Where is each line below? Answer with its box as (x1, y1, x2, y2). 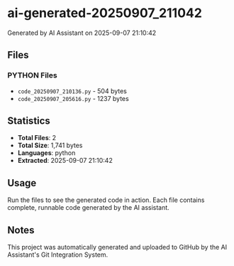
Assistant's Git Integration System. (7, 250, 108, 259)
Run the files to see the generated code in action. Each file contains (7, 196, 205, 204)
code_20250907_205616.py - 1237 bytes (17, 94, 129, 102)
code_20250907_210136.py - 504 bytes (17, 87, 128, 95)
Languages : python (17, 149, 76, 157)
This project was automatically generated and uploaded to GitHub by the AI (7, 243, 228, 252)
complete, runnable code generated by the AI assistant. (7, 203, 170, 212)
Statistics (7, 115, 51, 127)
